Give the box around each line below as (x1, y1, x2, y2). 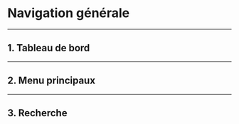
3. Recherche (7, 107, 68, 119)
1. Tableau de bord (7, 42, 90, 54)
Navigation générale (7, 5, 130, 21)
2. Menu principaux (7, 75, 96, 87)
